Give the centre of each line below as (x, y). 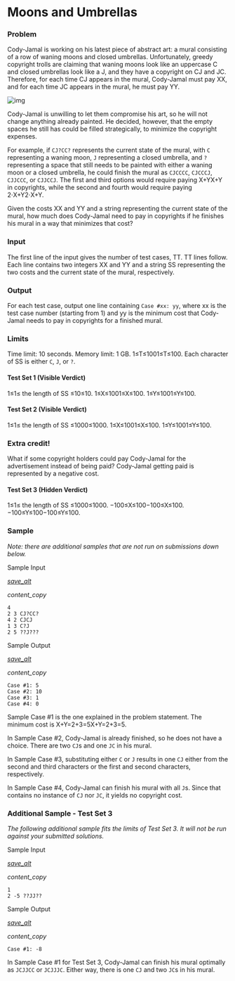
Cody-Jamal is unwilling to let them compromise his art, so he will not (108, 114)
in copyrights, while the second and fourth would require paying (100, 188)
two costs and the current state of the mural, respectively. (91, 272)
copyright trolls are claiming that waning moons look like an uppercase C (113, 65)
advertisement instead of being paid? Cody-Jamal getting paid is (101, 466)
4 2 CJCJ (20, 620)
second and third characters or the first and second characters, (99, 767)
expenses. (22, 136)
